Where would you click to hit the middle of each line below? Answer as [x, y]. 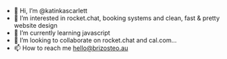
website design [35, 25]
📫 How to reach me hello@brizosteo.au [71, 48]
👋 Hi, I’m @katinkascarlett [51, 11]
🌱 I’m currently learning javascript [62, 33]
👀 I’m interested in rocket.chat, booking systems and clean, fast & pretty [117, 18]
